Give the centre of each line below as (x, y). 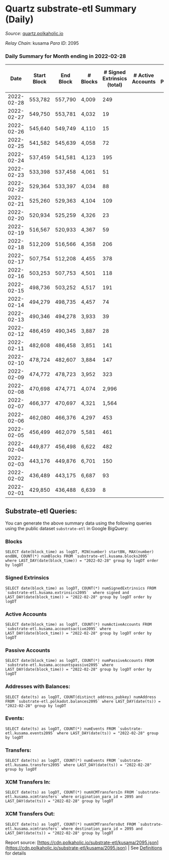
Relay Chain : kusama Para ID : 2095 (42, 43)
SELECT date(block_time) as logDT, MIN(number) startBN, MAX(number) (80, 552)
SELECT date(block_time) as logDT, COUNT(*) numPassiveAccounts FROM (80, 661)
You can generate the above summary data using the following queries (78, 523)
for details (16, 853)
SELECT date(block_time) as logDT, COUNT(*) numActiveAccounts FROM (78, 624)
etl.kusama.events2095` (30, 733)
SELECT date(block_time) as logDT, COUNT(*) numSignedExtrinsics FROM (81, 588)
